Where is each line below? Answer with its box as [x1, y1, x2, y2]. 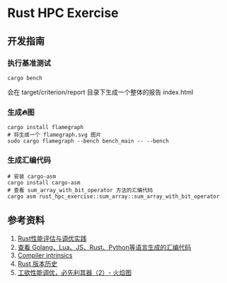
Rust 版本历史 [17, 260, 58, 268]
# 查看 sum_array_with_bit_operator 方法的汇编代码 [7, 187, 153, 194]
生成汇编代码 [7, 155, 52, 165]
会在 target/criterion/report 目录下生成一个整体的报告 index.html [7, 87, 194, 96]
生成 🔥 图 [7, 107, 35, 117]
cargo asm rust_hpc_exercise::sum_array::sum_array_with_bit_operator [7, 193, 220, 200]
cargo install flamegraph [7, 124, 83, 131]
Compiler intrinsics [17, 251, 73, 260]
